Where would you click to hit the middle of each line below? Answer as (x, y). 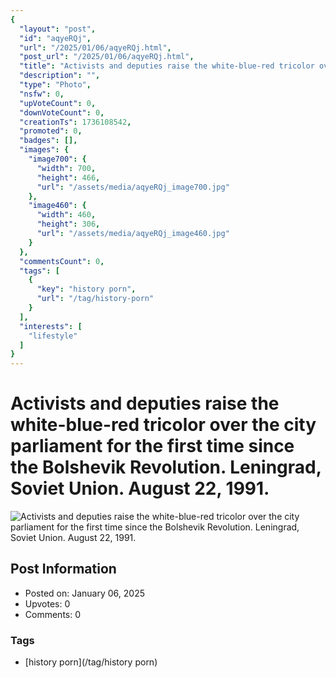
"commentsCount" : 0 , (62, 261)
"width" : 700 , (66, 168)
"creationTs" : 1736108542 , (75, 122)
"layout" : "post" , (58, 29)
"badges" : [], (48, 141)
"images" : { (44, 150)
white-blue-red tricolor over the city (163, 425)
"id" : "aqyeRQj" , (55, 38)
